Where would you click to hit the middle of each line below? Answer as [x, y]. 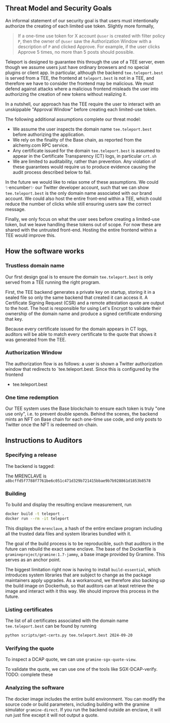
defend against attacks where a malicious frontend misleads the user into [82, 89]
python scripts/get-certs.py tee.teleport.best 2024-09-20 [69, 635]
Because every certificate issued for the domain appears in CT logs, [77, 329]
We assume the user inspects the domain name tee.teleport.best [82, 129]
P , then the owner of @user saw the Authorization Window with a [84, 41]
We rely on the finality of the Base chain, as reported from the [77, 140]
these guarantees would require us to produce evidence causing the [84, 166]
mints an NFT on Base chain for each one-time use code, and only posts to [84, 419]
